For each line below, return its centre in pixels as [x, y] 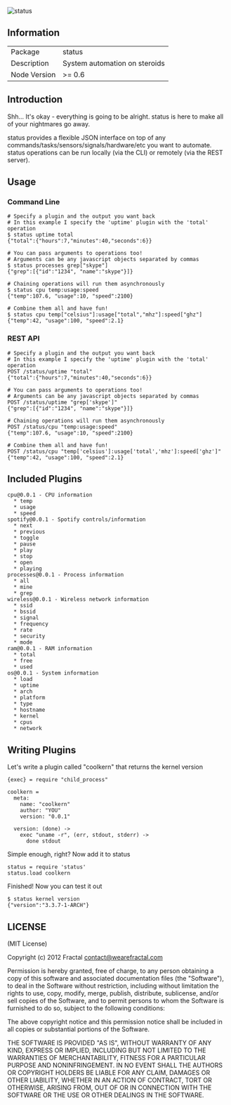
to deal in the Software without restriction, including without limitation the [113, 986]
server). [19, 160]
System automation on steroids [114, 63]
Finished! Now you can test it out [55, 886]
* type [23, 704]
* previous [29, 532]
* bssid [25, 612]
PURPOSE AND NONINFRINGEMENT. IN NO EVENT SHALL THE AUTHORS [115, 1065]
